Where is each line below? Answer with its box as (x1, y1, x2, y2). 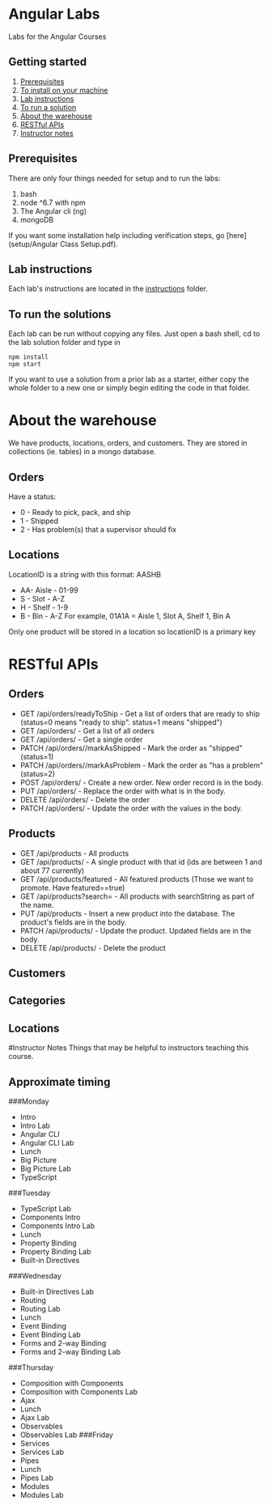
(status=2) (19, 768, 55, 778)
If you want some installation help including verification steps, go (8, 230, 225, 240)
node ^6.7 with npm (19, 198, 87, 207)
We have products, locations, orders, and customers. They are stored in (8, 438, 248, 448)
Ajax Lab (19, 1412, 50, 1422)
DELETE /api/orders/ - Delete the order (19, 794, 150, 804)
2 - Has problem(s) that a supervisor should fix (19, 524, 176, 534)
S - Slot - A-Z (19, 593, 66, 603)
